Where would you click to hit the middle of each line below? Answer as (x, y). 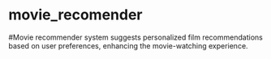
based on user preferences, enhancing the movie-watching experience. (129, 45)
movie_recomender (75, 15)
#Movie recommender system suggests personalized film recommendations (136, 37)
